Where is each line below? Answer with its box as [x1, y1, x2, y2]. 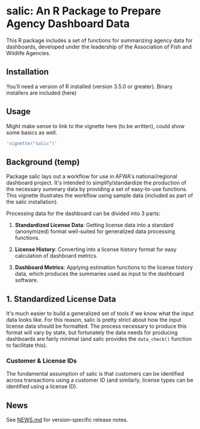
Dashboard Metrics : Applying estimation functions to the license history [14, 264, 193, 271]
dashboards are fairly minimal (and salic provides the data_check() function [6, 336, 192, 343]
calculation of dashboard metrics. [14, 252, 98, 259]
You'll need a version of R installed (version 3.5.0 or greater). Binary [6, 83, 173, 90]
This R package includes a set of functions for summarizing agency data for [6, 37, 193, 44]
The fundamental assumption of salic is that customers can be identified [6, 370, 184, 377]
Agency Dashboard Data [6, 17, 130, 31]
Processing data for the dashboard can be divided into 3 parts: [6, 210, 161, 217]
